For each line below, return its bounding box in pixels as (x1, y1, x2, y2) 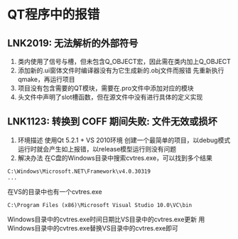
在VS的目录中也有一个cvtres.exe (7, 187, 102, 196)
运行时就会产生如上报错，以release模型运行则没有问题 (17, 144, 177, 153)
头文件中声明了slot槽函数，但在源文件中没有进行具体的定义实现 (17, 93, 203, 101)
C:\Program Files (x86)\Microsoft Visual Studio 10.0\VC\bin (7, 201, 193, 208)
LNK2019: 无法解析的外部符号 (7, 37, 139, 49)
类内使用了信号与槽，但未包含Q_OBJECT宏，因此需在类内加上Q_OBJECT (17, 58, 231, 65)
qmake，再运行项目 (17, 75, 76, 83)
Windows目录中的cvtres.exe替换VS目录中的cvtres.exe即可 (7, 223, 179, 232)
